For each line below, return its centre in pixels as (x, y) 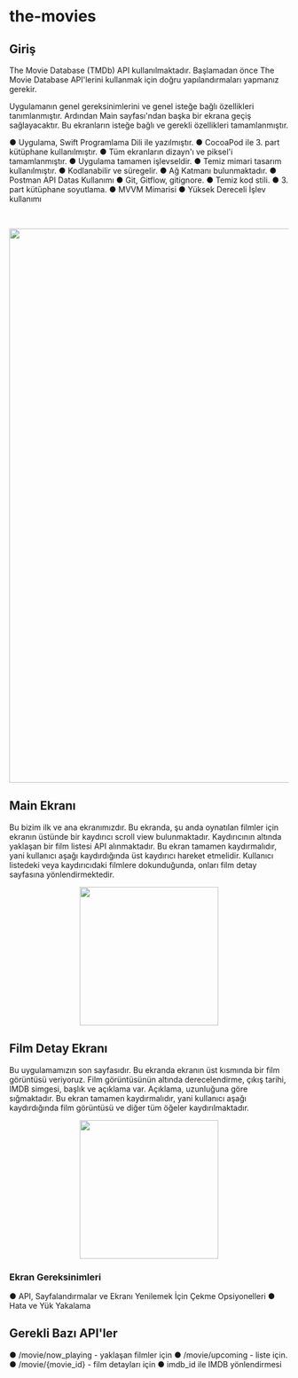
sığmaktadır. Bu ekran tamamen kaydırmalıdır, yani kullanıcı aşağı (128, 1098)
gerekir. (23, 89)
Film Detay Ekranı (59, 1049)
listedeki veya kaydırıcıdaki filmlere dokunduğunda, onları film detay (133, 865)
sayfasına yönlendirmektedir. (62, 874)
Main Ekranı (43, 806)
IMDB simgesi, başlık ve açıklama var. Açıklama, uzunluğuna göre (129, 1089)
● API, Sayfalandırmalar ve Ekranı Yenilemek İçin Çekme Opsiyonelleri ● (142, 1296)
